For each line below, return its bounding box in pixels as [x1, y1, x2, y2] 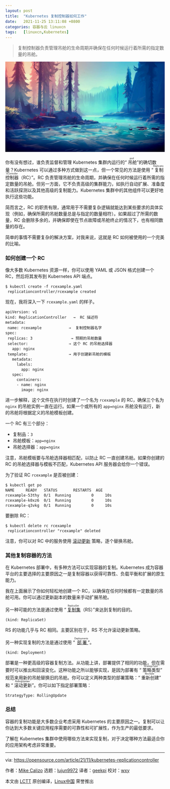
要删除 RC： [5, 512, 31, 519]
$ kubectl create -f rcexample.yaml [5, 284, 82, 289]
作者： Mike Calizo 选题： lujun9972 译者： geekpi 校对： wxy [5, 767, 130, 773]
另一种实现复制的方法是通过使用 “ [5, 640, 75, 646]
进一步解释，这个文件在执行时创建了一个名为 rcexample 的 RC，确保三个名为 [5, 397, 164, 403]
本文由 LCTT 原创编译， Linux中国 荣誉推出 [5, 778, 94, 784]
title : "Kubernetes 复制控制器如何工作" [5, 13, 87, 19]
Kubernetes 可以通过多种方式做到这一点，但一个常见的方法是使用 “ [14, 167, 153, 173]
